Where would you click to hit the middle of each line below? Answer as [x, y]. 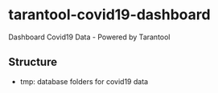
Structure [33, 62]
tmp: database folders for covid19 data [84, 81]
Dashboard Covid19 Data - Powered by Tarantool [89, 37]
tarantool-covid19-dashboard [109, 15]
